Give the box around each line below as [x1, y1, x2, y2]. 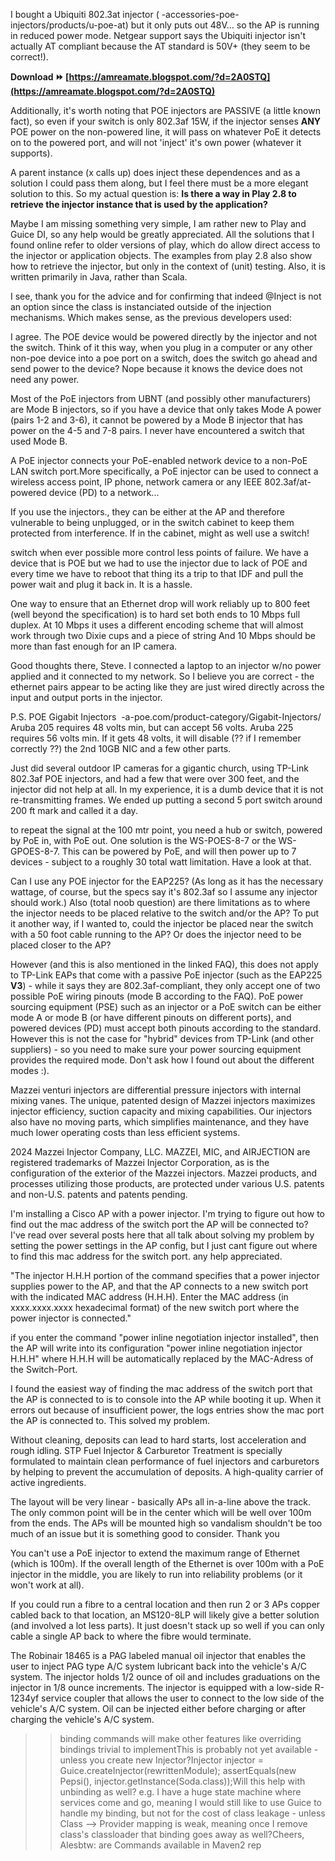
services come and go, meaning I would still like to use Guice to [59, 1797, 323, 1808]
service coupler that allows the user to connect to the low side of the [41, 1692, 325, 1704]
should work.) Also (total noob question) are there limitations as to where [10, 897, 311, 908]
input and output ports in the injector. [10, 692, 163, 703]
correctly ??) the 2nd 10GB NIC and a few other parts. [10, 743, 232, 754]
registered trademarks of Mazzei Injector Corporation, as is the [10, 1157, 270, 1168]
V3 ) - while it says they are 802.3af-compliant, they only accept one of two [10, 980, 321, 991]
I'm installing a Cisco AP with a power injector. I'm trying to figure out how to [10, 1208, 325, 1219]
